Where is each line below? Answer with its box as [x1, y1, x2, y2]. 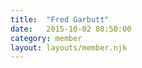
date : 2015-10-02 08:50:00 [10, 24, 132, 34]
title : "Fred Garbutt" [10, 14, 110, 25]
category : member [10, 33, 83, 43]
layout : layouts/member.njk [10, 42, 128, 53]
